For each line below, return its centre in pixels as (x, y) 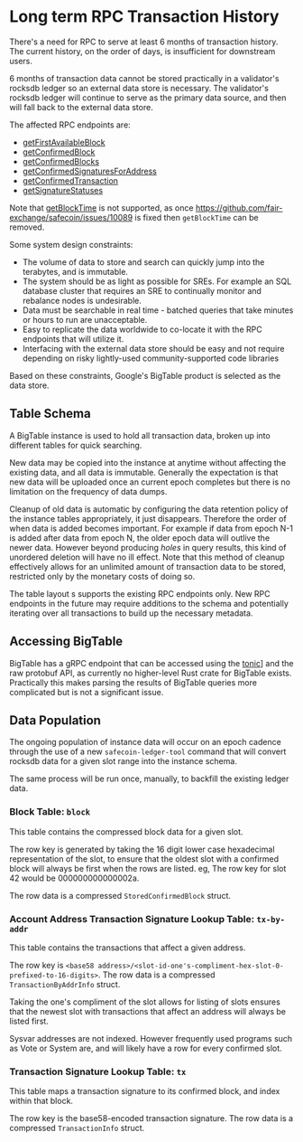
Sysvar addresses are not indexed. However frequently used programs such (151, 1038)
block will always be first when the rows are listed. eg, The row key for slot (148, 868)
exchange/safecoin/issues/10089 (71, 217)
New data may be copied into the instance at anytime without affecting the (148, 462)
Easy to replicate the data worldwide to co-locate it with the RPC (142, 329)
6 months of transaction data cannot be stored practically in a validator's (144, 78)
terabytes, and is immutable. (75, 271)
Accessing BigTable (66, 642)
